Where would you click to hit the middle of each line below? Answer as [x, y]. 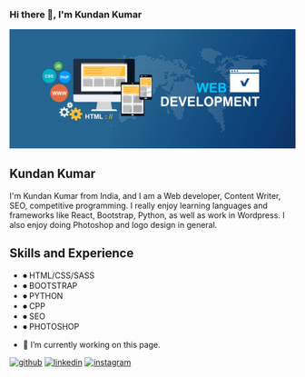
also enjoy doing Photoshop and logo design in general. [113, 224]
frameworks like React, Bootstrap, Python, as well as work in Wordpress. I [148, 215]
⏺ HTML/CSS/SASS [59, 275]
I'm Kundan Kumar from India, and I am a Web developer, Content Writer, [145, 195]
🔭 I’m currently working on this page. [91, 344]
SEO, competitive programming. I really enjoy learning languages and [138, 205]
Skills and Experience [72, 253]
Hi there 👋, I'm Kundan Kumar [76, 15]
